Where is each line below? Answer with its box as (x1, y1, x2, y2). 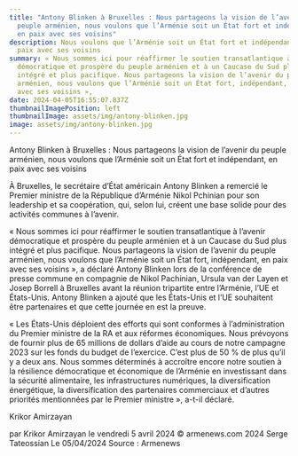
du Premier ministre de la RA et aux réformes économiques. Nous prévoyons (9, 328, 289, 338)
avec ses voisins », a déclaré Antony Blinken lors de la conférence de (9, 263, 263, 274)
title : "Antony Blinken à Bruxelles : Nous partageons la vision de (9, 12, 268, 22)
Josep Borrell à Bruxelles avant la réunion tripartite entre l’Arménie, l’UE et (9, 283, 279, 293)
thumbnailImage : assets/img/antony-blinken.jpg (9, 112, 189, 121)
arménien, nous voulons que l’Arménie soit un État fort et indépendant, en (9, 154, 278, 164)
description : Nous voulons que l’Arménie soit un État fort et (9, 37, 248, 47)
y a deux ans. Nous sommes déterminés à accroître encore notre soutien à (9, 357, 282, 366)
